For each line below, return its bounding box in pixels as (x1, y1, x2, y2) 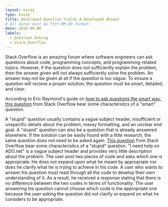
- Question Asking (10, 36, 49, 41)
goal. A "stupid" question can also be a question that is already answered (5, 127, 157, 133)
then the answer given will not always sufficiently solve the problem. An (5, 70, 153, 76)
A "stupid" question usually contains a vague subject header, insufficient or (5, 116, 161, 122)
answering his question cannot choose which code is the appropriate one (5, 185, 157, 191)
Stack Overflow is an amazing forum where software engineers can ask (5, 54, 153, 60)
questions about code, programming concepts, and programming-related (5, 59, 156, 65)
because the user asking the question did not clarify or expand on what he (5, 190, 159, 196)
